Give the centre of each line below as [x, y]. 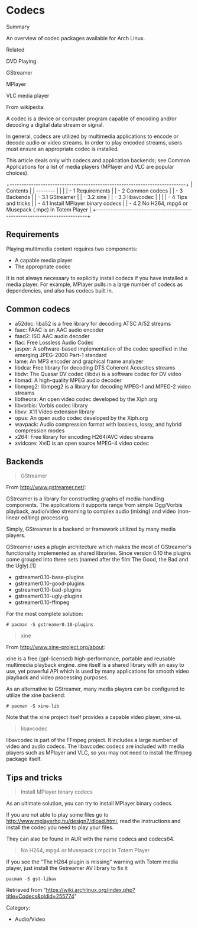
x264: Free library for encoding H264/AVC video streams [84, 436]
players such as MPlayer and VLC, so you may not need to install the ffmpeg [99, 753]
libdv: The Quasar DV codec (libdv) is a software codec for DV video [98, 374]
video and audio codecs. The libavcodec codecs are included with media [95, 746]
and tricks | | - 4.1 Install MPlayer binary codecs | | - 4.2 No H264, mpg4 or [97, 203]
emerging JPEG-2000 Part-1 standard [61, 355]
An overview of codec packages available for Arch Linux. [76, 38]
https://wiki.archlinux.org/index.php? [90, 890]
